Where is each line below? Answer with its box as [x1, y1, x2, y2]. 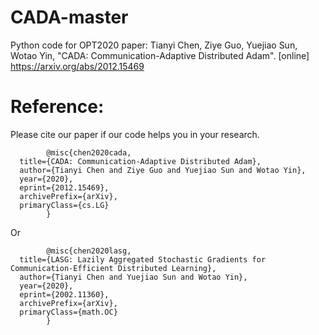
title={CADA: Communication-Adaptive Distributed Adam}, [19, 156, 262, 166]
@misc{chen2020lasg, [46, 246, 132, 256]
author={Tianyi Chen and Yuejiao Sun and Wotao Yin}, [19, 272, 248, 282]
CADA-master [10, 6, 129, 29]
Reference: [10, 96, 105, 118]
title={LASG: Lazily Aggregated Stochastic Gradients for [19, 254, 267, 265]
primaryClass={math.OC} [19, 307, 118, 317]
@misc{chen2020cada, [46, 147, 132, 158]
